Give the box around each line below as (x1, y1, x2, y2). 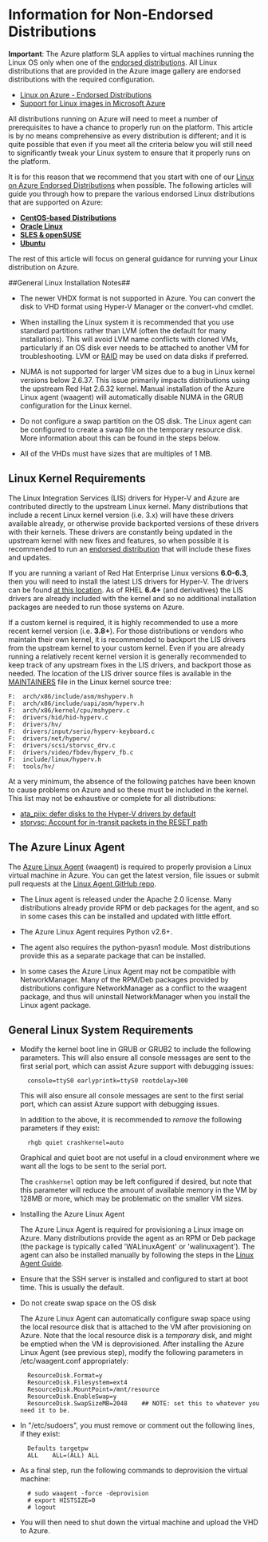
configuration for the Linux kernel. (19, 400, 132, 410)
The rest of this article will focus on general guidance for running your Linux (8, 253, 258, 263)
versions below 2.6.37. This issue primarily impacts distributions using (19, 375, 250, 385)
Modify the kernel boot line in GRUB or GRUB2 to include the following (19, 1045, 251, 1054)
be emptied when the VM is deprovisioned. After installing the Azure (19, 1339, 245, 1349)
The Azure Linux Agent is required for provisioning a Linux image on (19, 1225, 244, 1234)
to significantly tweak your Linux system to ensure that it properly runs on (8, 148, 251, 157)
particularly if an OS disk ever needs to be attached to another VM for (19, 342, 250, 353)
